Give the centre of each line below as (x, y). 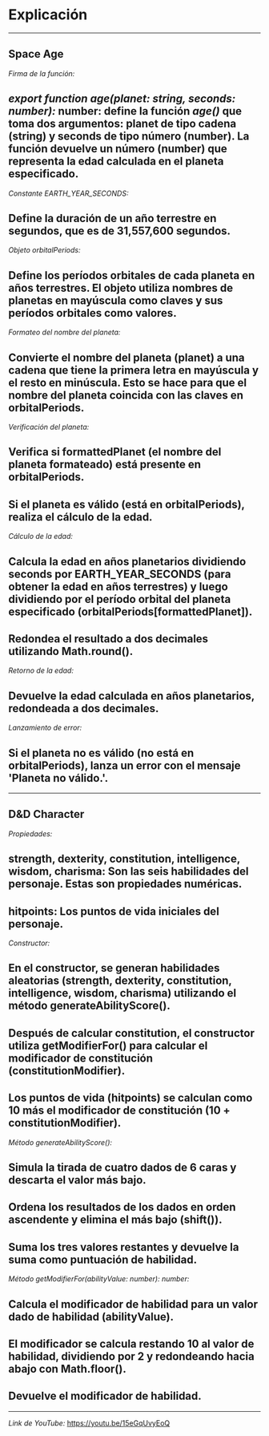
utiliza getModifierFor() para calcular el (108, 1045)
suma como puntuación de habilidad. (103, 1259)
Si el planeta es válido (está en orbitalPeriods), (126, 504)
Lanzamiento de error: (45, 728)
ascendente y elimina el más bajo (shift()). (115, 1220)
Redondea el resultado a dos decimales (108, 639)
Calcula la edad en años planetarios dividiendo (127, 562)
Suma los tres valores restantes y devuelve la (124, 1247)
